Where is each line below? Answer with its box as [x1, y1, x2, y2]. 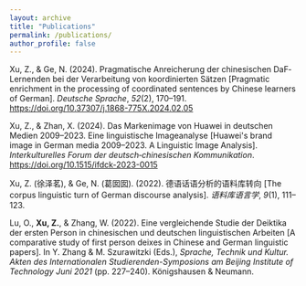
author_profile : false [9, 38, 96, 48]
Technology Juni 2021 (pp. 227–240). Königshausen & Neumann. [9, 266, 254, 277]
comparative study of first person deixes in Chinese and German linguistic [9, 237, 290, 248]
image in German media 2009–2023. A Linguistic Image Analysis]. [9, 140, 259, 151]
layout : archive [9, 13, 71, 23]
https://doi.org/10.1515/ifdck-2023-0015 [9, 159, 158, 170]
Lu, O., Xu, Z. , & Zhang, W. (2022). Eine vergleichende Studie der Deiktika [9, 217, 288, 228]
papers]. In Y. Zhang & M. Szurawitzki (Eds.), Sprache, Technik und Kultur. [9, 247, 290, 258]
